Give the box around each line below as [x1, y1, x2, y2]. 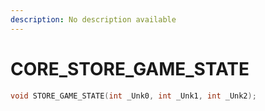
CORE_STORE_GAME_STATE [10, 57, 250, 80]
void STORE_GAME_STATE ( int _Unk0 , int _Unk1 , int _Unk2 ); [10, 91, 257, 101]
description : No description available [10, 14, 177, 25]
